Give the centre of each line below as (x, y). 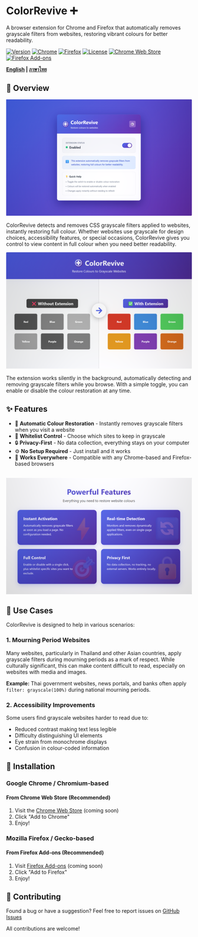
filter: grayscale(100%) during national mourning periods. (78, 689)
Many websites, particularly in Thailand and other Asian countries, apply (94, 653)
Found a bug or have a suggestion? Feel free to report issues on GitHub (93, 911)
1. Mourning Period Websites (48, 640)
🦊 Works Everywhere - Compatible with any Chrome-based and (93, 457)
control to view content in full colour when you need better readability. (91, 244)
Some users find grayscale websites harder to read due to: (77, 718)
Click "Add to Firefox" (41, 872)
